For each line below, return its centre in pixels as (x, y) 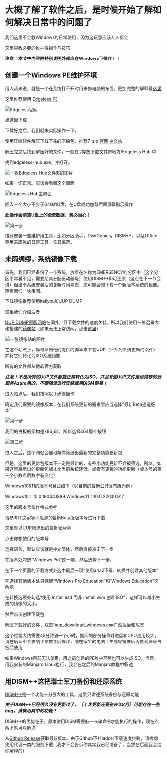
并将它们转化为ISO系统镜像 (33, 355)
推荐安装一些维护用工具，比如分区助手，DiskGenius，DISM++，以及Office (81, 235)
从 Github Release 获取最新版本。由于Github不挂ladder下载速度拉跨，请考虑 (82, 738)
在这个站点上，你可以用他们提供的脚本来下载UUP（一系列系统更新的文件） (81, 350)
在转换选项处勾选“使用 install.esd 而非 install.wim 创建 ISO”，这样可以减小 (81, 597)
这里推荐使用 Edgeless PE (31, 99)
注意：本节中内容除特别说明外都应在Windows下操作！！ (63, 58)
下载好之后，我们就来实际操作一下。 (42, 130)
